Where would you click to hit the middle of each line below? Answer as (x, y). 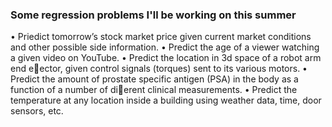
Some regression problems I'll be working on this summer (153, 15)
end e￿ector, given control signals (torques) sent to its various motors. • (159, 69)
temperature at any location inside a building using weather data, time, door (166, 100)
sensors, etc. (37, 111)
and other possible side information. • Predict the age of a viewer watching (165, 47)
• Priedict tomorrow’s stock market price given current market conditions (161, 37)
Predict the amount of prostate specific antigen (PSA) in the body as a (154, 79)
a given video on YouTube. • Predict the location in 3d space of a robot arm (166, 58)
